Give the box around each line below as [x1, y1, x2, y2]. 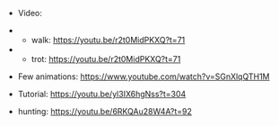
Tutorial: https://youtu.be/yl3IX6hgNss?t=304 [17, 89, 187, 99]
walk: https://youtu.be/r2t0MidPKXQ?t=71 [31, 35, 186, 45]
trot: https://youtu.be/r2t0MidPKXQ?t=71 [31, 54, 181, 64]
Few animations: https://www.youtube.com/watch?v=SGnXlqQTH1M [17, 71, 271, 82]
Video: [17, 8, 43, 18]
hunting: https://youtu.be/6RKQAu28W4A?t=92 [17, 106, 193, 116]
